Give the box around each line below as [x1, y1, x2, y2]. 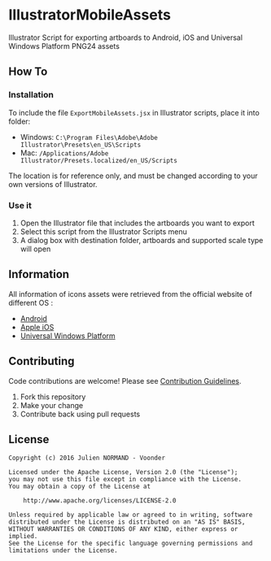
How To [8, 65, 48, 79]
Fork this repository [20, 392, 86, 402]
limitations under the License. [8, 546, 118, 554]
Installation [8, 89, 55, 101]
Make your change [20, 400, 84, 410]
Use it [8, 199, 33, 211]
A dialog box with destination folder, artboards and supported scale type [20, 235, 264, 245]
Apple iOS [20, 322, 55, 332]
